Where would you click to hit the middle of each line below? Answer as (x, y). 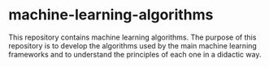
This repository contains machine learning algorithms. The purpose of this (132, 37)
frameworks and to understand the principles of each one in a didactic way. (135, 54)
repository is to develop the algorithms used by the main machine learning (133, 45)
